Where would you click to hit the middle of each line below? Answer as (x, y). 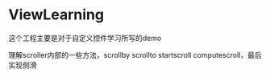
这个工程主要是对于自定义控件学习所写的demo (85, 38)
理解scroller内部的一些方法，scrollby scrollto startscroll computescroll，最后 (135, 55)
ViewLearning (56, 15)
